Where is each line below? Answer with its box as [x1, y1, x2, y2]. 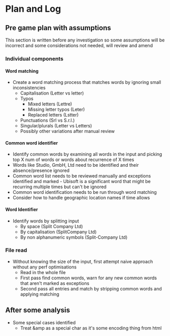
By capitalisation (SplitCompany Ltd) [20, 229, 97, 235]
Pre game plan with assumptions [5, 24, 111, 32]
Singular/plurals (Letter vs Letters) [20, 123, 93, 129]
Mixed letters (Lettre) [27, 101, 72, 107]
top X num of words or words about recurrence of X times [12, 156, 134, 163]
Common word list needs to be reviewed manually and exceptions [12, 173, 151, 179]
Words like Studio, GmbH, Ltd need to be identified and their [12, 162, 139, 168]
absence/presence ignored [12, 167, 70, 174]
